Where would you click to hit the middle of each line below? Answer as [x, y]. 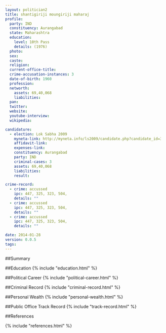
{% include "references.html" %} [39, 326]
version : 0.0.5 [21, 240]
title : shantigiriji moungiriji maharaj [47, 14]
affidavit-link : [31, 143]
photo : [16, 51]
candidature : [19, 130]
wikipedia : [21, 120]
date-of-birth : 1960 [31, 79]
